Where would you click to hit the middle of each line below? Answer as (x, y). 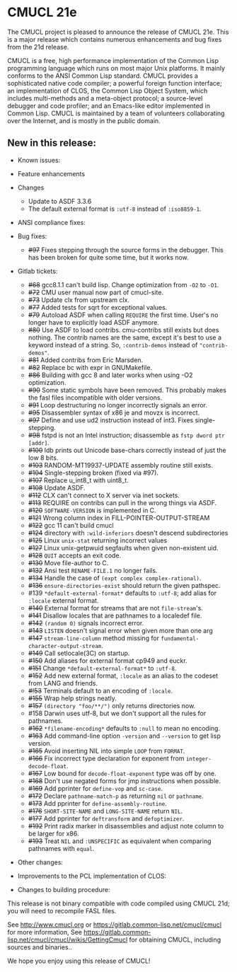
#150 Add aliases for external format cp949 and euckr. (108, 660)
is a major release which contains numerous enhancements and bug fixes (115, 39)
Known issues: (39, 160)
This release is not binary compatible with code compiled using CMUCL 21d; (118, 903)
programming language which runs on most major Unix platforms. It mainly (116, 68)
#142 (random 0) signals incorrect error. (86, 623)
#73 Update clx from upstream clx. (79, 300)
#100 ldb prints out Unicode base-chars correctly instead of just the (127, 450)
